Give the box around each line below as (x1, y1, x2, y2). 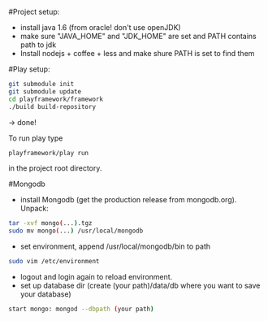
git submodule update (8, 87, 82, 96)
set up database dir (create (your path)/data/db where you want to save (19, 280, 261, 290)
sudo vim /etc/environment (8, 258, 100, 266)
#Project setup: (8, 7, 60, 16)
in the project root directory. (8, 163, 102, 173)
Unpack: (19, 203, 49, 214)
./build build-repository (8, 102, 96, 111)
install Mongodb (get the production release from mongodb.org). (19, 195, 237, 205)
